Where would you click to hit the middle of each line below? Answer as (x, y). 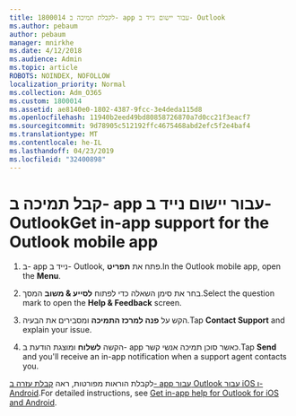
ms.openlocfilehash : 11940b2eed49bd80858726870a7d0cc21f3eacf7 (130, 117)
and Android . (33, 403)
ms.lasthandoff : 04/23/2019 (62, 151)
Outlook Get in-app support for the (139, 223)
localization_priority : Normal (68, 84)
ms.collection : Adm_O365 (56, 92)
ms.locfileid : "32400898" (57, 159)
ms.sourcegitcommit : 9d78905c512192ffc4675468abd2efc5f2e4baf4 (130, 126)
